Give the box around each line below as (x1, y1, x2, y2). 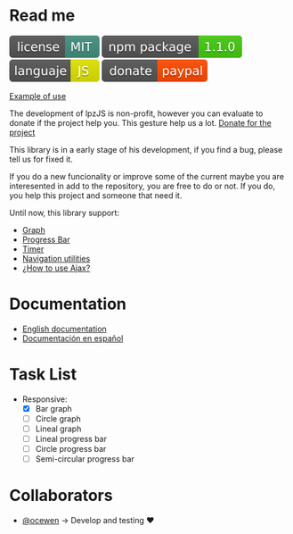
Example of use (9, 90, 67, 101)
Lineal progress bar (35, 434, 107, 444)
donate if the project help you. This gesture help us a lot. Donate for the (9, 117, 272, 128)
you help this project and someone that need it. (9, 189, 183, 201)
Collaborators (9, 486, 113, 505)
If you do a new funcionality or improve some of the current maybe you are (9, 171, 285, 181)
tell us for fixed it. (9, 154, 73, 164)
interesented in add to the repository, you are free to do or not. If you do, (9, 180, 276, 191)
